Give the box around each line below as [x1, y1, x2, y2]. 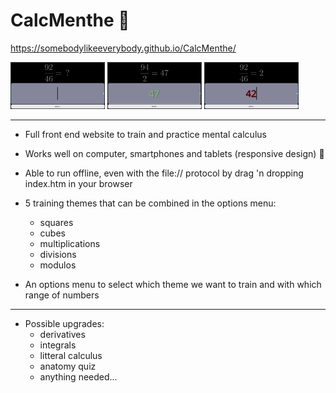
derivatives [39, 328, 86, 340]
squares [39, 216, 74, 228]
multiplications [39, 237, 101, 249]
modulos [39, 259, 77, 271]
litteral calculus [39, 349, 103, 361]
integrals [39, 339, 77, 351]
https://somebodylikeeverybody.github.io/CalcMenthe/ [10, 42, 237, 54]
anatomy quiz [39, 360, 97, 372]
